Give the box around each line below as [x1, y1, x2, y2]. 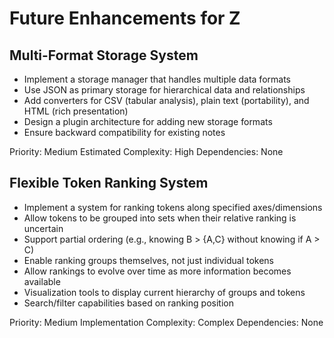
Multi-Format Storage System [9, 47, 199, 64]
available [23, 275, 61, 287]
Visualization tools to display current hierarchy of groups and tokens [23, 286, 306, 298]
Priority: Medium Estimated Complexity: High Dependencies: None [9, 146, 284, 157]
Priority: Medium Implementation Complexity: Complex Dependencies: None [9, 316, 324, 328]
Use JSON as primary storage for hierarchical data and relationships [23, 84, 306, 96]
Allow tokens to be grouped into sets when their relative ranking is [23, 212, 297, 224]
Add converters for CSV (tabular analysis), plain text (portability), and [23, 95, 310, 106]
